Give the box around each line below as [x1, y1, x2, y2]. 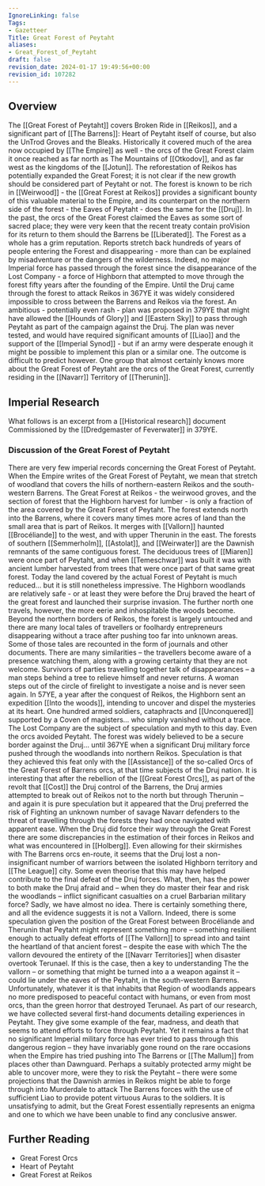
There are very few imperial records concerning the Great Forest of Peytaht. [8, 463, 256, 472]
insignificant [8, 857, 49, 867]
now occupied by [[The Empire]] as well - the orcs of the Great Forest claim [8, 145, 255, 155]
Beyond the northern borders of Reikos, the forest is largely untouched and [8, 614, 253, 623]
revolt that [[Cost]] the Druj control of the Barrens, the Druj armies [8, 782, 223, 791]
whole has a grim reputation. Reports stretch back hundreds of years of [8, 238, 241, 247]
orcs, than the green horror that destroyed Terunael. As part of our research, [8, 1000, 258, 1010]
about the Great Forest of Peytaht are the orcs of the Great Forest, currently [8, 364, 255, 374]
